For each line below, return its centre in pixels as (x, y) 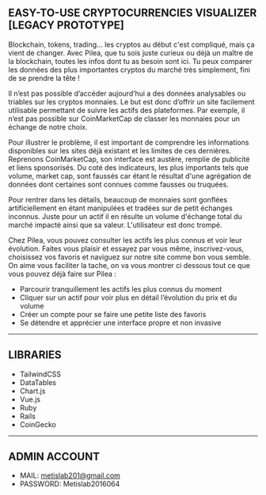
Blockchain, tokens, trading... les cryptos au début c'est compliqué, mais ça (131, 44)
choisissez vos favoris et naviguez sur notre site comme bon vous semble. (129, 257)
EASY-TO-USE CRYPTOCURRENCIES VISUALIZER (133, 13)
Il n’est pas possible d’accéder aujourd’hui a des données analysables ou (127, 93)
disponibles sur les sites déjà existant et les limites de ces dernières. (120, 150)
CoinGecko (38, 424)
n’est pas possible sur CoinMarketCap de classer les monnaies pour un (124, 119)
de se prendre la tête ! (44, 77)
